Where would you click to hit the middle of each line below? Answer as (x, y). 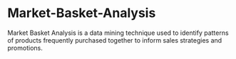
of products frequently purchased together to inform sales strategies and (115, 40)
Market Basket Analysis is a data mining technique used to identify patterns (118, 33)
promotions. (25, 48)
